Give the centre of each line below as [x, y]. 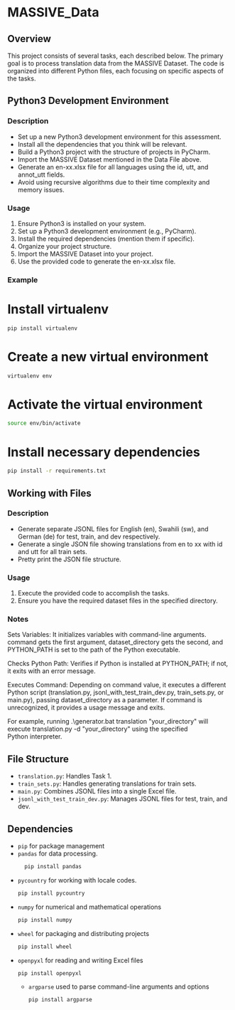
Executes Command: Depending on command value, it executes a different [117, 685]
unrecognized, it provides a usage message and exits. [86, 708]
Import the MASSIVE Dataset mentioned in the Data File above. [109, 159]
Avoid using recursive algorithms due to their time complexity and [114, 182]
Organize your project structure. [65, 246]
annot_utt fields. [41, 175]
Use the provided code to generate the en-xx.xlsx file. [97, 261]
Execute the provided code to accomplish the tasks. [93, 593]
